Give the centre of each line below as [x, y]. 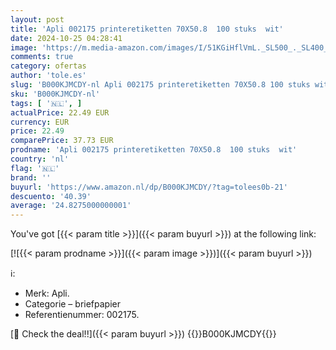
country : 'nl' [40, 159]
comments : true [42, 57]
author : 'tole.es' [48, 76]
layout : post [37, 19]
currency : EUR [40, 122]
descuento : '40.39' [51, 196]
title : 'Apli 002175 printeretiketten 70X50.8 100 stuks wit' [147, 29]
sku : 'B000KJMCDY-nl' [55, 94]
